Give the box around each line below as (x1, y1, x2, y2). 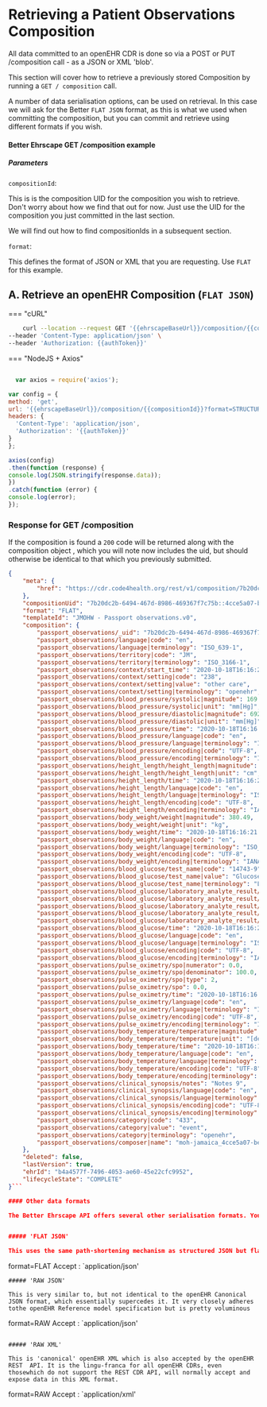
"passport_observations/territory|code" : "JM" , (37, 651, 197, 659)
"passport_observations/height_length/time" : (37, 776, 191, 784)
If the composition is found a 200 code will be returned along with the (8, 538, 234, 547)
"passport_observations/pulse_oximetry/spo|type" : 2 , (37, 976, 219, 984)
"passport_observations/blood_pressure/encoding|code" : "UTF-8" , (37, 747, 258, 756)
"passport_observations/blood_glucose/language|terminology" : (37, 939, 247, 947)
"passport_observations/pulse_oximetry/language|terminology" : (37, 1005, 250, 1014)
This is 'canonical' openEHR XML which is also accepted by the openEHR (8, 1355, 254, 1363)
